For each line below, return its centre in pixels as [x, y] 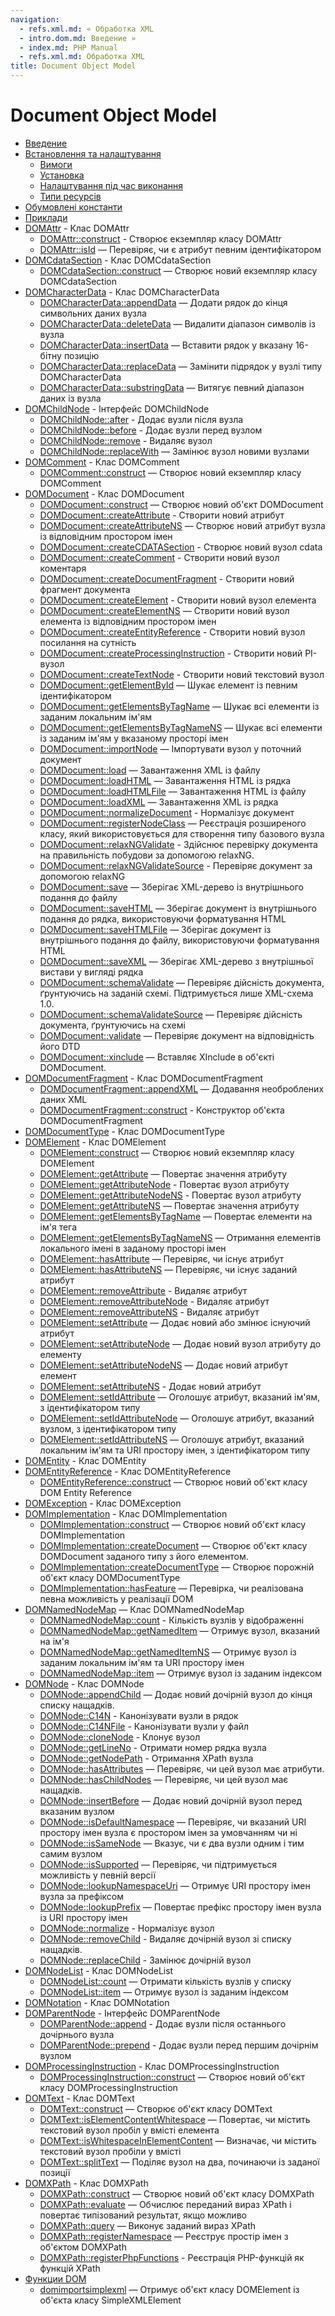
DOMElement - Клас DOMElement [95, 1142]
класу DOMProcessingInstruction [108, 2087]
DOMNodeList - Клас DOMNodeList [99, 1970]
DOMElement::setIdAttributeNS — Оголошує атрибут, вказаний [172, 1439]
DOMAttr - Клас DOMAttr [77, 228]
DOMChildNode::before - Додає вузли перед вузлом [151, 430]
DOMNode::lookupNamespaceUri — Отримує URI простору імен [175, 1885]
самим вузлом [71, 1853]
